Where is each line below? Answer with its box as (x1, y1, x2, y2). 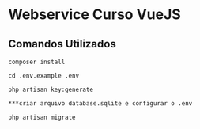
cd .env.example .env (8, 72, 80, 80)
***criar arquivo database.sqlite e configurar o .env (8, 100, 193, 108)
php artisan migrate (8, 113, 77, 121)
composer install (8, 58, 66, 66)
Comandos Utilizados (8, 37, 116, 51)
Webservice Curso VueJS (8, 6, 182, 24)
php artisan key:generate (8, 85, 93, 93)
